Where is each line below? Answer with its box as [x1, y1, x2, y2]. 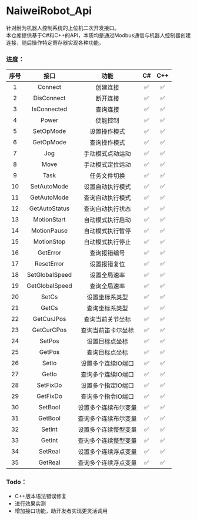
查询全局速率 [89, 282, 125, 290]
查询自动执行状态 [84, 205, 131, 213]
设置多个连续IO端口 [80, 359, 134, 367]
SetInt [41, 425, 58, 433]
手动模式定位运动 [84, 161, 131, 169]
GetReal [38, 458, 61, 466]
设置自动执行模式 [84, 183, 131, 191]
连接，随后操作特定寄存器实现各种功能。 [6, 39, 104, 46]
